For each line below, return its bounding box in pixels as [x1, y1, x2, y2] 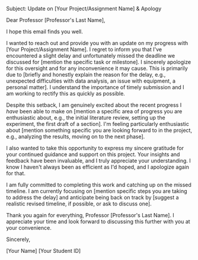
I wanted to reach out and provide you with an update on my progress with [6, 40, 189, 46]
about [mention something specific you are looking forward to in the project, [6, 127, 193, 134]
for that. [6, 170, 25, 177]
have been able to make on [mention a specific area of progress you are [6, 108, 183, 115]
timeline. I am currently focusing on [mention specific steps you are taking [6, 188, 187, 195]
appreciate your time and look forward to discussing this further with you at [6, 218, 191, 225]
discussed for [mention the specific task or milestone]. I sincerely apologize [6, 59, 191, 65]
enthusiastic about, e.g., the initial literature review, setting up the [6, 114, 165, 121]
